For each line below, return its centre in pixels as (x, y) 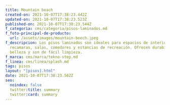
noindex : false (26, 85)
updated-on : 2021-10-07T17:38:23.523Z (46, 19)
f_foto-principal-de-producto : (38, 33)
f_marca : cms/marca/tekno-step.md (42, 57)
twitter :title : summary (35, 90)
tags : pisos (18, 66)
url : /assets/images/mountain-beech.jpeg (54, 38)
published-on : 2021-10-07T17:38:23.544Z (49, 24)
